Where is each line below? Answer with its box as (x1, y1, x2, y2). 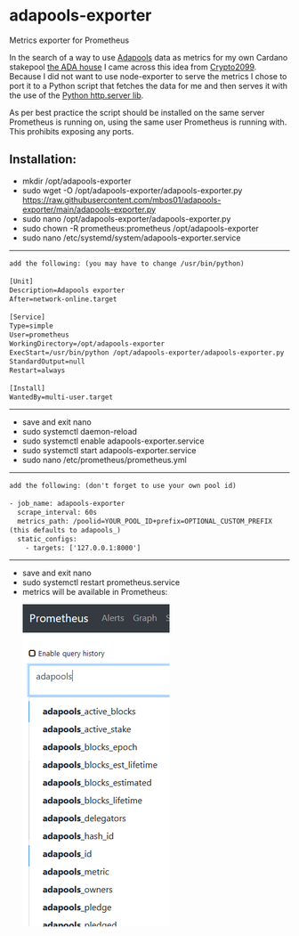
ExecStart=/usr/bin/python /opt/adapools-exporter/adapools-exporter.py (9, 348, 285, 357)
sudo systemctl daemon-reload (21, 426, 138, 436)
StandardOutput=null (9, 357, 86, 366)
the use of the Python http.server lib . (9, 90, 144, 101)
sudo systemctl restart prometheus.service (21, 576, 181, 588)
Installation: (9, 152, 77, 167)
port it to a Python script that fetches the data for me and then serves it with (9, 80, 287, 91)
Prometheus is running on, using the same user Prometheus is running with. (9, 117, 287, 127)
